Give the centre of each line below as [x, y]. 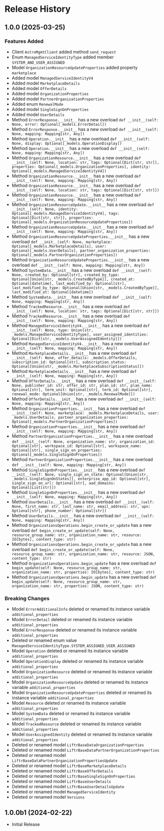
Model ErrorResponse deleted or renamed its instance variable [74, 630]
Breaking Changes [27, 598]
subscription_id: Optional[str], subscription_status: [69, 362]
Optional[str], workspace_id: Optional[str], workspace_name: [77, 446]
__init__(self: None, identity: [45, 209]
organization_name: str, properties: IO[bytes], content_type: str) [83, 572]
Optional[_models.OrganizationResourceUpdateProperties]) [72, 222]
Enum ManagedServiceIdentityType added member [63, 57]
